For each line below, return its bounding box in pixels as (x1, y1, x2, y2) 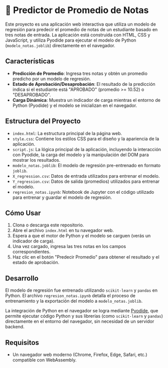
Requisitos (5, 338, 39, 347)
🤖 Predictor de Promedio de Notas (5, 5, 149, 16)
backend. (5, 324, 25, 330)
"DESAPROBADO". (12, 91, 51, 97)
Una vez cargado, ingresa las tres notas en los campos (12, 243, 126, 250)
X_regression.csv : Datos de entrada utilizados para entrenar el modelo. (12, 173, 160, 179)
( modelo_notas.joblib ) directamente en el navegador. (5, 42, 115, 48)
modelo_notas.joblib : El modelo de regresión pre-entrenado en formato (12, 162, 161, 168)
